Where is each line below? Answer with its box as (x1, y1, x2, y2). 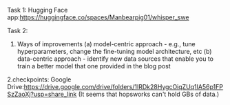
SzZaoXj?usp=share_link (7, 90, 77, 98)
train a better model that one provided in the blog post (17, 62, 171, 70)
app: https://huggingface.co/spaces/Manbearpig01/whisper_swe (7, 13, 189, 21)
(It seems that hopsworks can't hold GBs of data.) (78, 90, 220, 98)
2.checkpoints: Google (7, 75, 72, 84)
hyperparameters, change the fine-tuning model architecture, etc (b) (17, 48, 212, 55)
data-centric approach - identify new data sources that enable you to (17, 55, 213, 63)
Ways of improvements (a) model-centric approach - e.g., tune (17, 40, 196, 48)
